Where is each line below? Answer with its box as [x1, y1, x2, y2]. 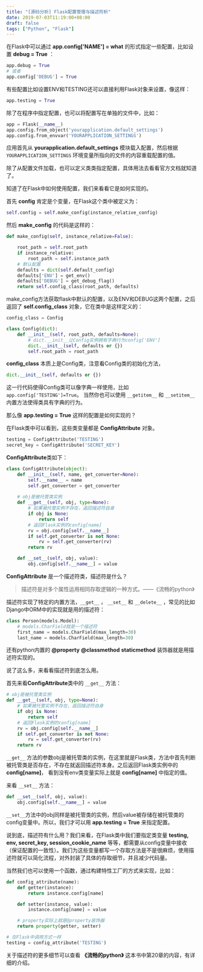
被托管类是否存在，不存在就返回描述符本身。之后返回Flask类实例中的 [6, 761, 178, 769]
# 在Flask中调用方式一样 [6, 934, 62, 940]
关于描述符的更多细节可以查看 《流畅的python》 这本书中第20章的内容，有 [6, 951, 190, 959]
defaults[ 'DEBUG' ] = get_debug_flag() [17, 278, 115, 284]
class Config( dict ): [6, 326, 59, 332]
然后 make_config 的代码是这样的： [6, 222, 95, 229]
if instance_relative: [17, 250, 74, 256]
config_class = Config [6, 315, 63, 321]
